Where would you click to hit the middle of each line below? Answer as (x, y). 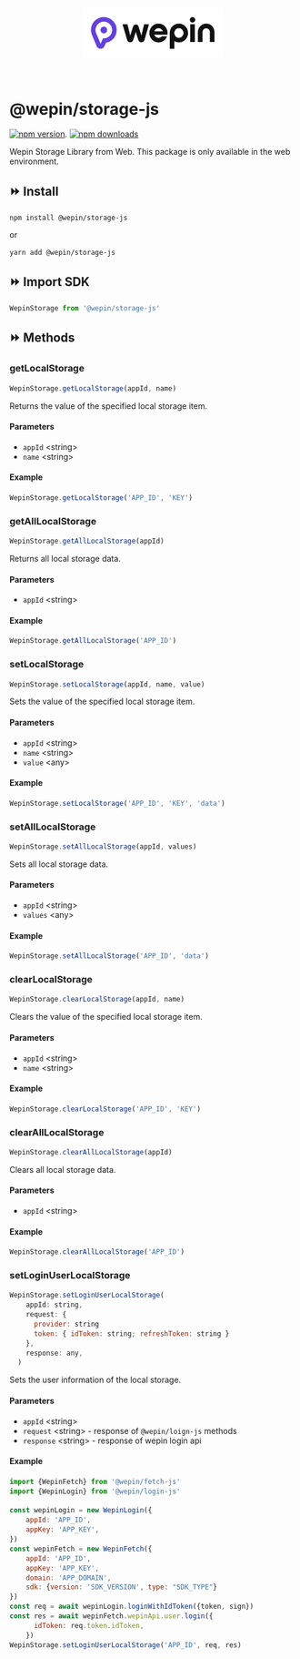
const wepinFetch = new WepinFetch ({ (81, 1549)
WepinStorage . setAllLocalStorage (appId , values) (103, 846)
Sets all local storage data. (59, 864)
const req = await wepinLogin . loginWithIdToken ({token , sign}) (132, 1607)
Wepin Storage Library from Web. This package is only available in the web (150, 152)
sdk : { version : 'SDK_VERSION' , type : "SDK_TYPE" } (122, 1587)
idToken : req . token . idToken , (89, 1625)
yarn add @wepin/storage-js (63, 253)
